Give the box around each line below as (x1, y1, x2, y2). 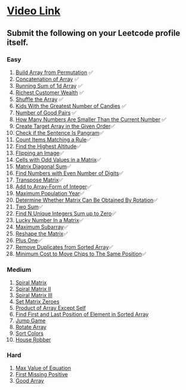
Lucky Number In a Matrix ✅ (15, 216, 84, 223)
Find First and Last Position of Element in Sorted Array (15, 311, 149, 318)
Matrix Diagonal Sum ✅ (15, 162, 72, 170)
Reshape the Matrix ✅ (15, 230, 68, 237)
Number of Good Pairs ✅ (15, 109, 77, 116)
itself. (7, 37, 29, 47)
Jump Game (15, 317, 46, 324)
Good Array (15, 377, 44, 385)
